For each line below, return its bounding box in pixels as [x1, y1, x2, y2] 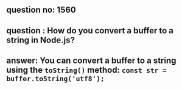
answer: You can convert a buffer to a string [6, 56, 177, 66]
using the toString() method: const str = [6, 65, 167, 75]
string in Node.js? [6, 35, 75, 45]
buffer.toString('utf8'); [6, 74, 105, 84]
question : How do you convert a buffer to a [6, 25, 173, 36]
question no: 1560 [6, 5, 76, 15]
